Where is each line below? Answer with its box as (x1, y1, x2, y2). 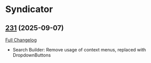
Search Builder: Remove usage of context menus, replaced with (12, 47, 146, 52)
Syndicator (5, 4, 53, 15)
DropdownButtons (12, 52, 51, 58)
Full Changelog (5, 37, 37, 43)
